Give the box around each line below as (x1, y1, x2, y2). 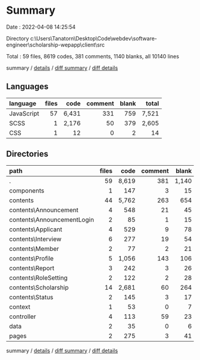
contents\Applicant (9, 225, 62, 233)
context (9, 302, 31, 311)
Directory (6, 35, 29, 42)
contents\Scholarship (9, 283, 69, 291)
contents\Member (9, 244, 60, 253)
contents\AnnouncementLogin (9, 215, 94, 224)
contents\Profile (9, 254, 54, 262)
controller (9, 312, 36, 321)
